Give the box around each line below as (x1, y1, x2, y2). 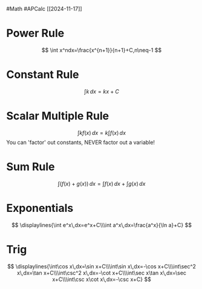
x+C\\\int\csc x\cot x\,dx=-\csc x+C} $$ (52, 276, 151, 283)
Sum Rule (6, 160, 56, 174)
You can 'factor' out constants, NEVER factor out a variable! (6, 138, 155, 146)
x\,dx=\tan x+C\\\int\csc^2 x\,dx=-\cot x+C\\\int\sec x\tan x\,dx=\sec (17, 269, 186, 276)
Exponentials (6, 201, 74, 215)
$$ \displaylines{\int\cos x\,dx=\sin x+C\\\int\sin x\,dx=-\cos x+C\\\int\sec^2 (7, 262, 197, 270)
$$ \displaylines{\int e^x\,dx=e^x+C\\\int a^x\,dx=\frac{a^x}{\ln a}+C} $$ (11, 221, 192, 228)
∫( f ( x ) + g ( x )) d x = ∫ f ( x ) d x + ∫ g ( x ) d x (57, 180, 146, 187)
